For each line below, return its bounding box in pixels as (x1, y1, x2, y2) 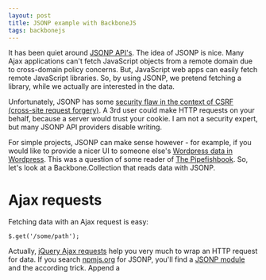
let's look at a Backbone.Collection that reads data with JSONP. (8, 163, 216, 173)
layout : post (8, 11, 52, 20)
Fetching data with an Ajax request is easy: (8, 217, 149, 227)
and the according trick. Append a (8, 263, 121, 273)
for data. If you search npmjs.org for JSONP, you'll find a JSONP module (8, 255, 245, 264)
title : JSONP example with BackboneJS (8, 19, 137, 27)
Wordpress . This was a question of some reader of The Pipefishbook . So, (8, 155, 249, 164)
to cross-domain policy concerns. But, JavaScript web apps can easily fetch (8, 65, 258, 75)
